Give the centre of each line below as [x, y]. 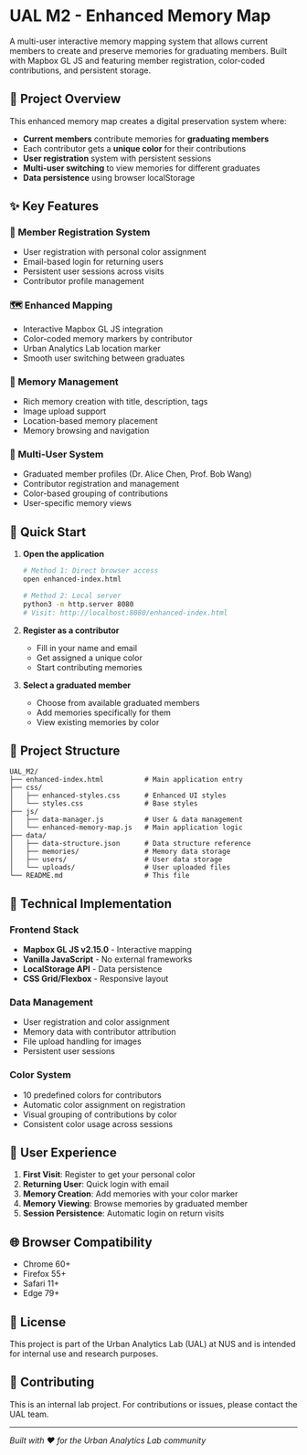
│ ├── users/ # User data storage [116, 859]
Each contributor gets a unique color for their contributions [134, 148]
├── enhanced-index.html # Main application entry [127, 780]
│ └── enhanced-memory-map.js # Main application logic [127, 828]
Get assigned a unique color [90, 658]
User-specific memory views [77, 503]
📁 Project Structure [65, 750]
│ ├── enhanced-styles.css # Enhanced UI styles [118, 796]
